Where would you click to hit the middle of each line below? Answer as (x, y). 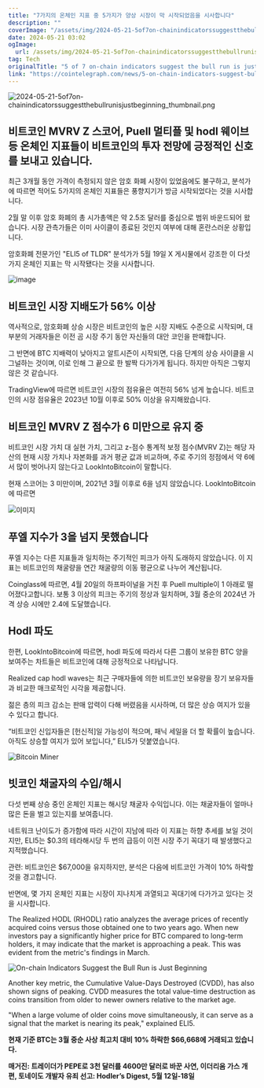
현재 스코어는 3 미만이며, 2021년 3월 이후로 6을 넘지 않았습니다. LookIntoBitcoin (132, 484)
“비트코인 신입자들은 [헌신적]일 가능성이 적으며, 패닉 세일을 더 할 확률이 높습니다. (132, 731)
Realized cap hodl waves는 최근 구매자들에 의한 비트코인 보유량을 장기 (117, 678)
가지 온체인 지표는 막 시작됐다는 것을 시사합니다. (82, 264)
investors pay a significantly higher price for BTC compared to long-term (126, 935)
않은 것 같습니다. (33, 373)
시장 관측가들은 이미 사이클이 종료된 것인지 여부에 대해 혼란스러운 (130, 227)
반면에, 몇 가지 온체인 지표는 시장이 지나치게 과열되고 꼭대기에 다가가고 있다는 (126, 893)
